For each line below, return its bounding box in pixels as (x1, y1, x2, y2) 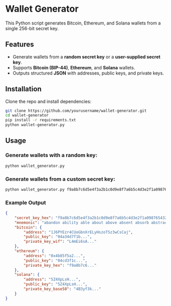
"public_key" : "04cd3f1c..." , (23, 258, 88, 263)
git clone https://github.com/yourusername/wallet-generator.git (5, 108, 147, 113)
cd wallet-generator (5, 113, 49, 118)
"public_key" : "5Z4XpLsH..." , (23, 282, 88, 287)
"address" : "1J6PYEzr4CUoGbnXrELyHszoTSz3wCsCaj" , (23, 229, 133, 235)
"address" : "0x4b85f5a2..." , (23, 253, 85, 258)
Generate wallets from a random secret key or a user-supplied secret (12, 54, 161, 60)
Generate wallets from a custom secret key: (5, 175, 116, 183)
